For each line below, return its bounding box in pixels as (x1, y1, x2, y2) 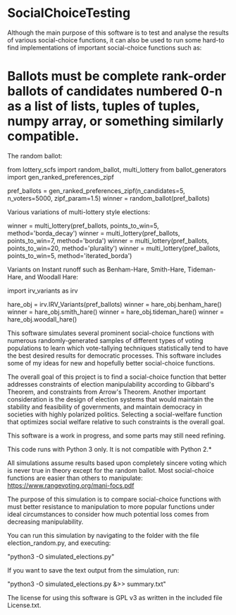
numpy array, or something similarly (7, 113, 224, 129)
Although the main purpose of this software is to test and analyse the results (7, 28, 229, 37)
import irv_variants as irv (7, 286, 78, 295)
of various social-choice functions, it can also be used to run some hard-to (7, 35, 225, 44)
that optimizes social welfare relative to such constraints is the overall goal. (7, 417, 225, 426)
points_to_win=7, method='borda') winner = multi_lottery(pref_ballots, (7, 236, 209, 245)
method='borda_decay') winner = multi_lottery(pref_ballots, (7, 228, 180, 238)
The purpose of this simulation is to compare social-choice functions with (7, 495, 221, 503)
